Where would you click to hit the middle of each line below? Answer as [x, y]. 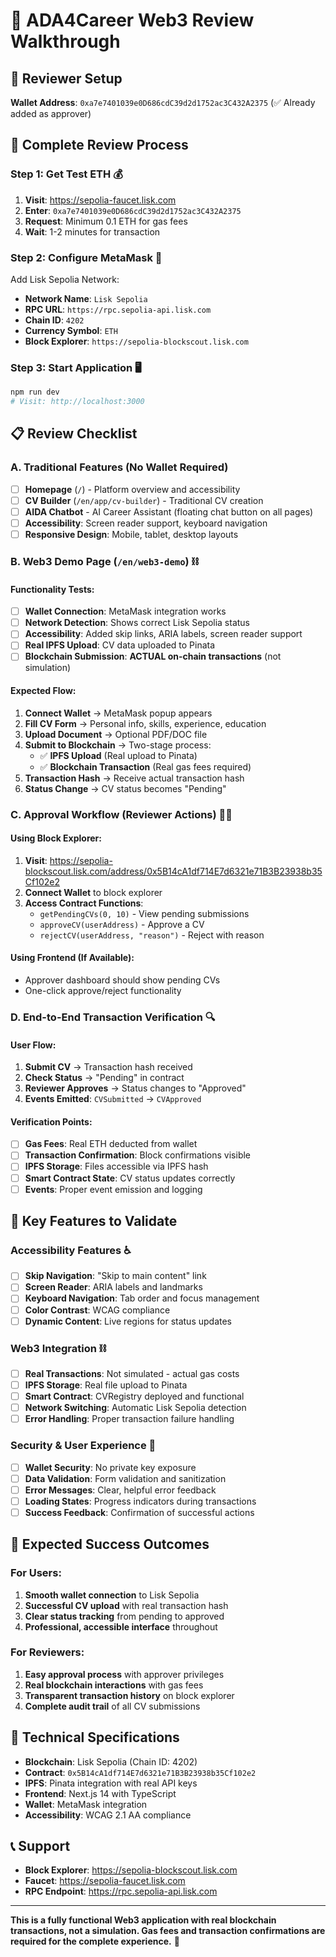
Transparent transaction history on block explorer [129, 1695]
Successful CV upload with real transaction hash [126, 1605]
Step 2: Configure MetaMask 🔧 [86, 257]
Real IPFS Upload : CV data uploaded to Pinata [120, 645]
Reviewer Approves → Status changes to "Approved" [135, 1088]
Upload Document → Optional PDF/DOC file [116, 734]
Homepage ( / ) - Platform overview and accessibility [132, 489]
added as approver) [51, 113]
